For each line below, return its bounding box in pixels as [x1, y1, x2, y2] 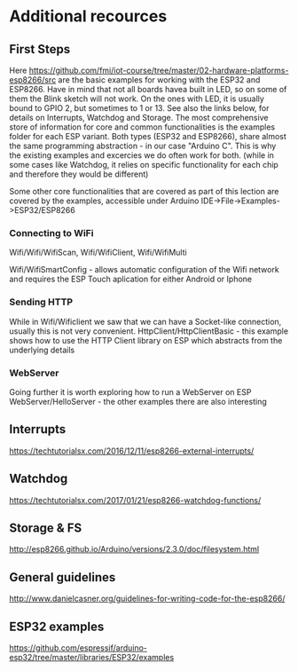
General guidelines [9, 570, 116, 585]
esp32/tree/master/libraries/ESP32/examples [9, 651, 175, 662]
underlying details [9, 344, 75, 355]
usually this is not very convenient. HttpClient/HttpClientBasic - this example [9, 326, 289, 336]
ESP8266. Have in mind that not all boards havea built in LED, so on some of [9, 84, 287, 94]
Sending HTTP [9, 296, 74, 308]
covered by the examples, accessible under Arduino [9, 195, 200, 206]
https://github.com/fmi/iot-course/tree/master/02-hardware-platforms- [28, 65, 289, 75]
